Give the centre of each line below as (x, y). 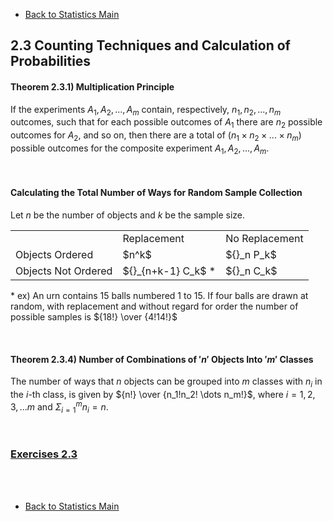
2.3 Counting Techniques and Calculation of (150, 45)
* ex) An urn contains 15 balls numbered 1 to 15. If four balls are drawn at (159, 295)
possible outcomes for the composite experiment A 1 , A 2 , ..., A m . (140, 149)
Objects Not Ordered (64, 271)
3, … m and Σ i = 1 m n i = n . (59, 407)
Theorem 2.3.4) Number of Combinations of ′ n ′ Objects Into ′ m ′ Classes (162, 359)
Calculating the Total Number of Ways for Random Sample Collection (156, 193)
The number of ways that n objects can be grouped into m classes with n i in (166, 382)
